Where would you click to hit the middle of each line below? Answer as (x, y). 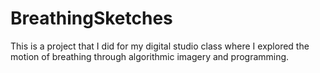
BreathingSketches (91, 18)
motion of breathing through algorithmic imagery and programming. (150, 56)
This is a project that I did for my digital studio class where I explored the (160, 46)
